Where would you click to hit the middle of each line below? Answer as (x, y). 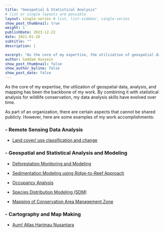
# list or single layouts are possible (46, 14)
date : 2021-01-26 (23, 37)
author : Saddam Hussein (29, 59)
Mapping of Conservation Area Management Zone (63, 201)
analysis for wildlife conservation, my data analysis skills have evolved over (81, 97)
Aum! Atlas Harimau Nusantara (43, 225)
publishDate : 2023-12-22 (30, 32)
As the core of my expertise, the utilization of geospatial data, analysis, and (81, 87)
